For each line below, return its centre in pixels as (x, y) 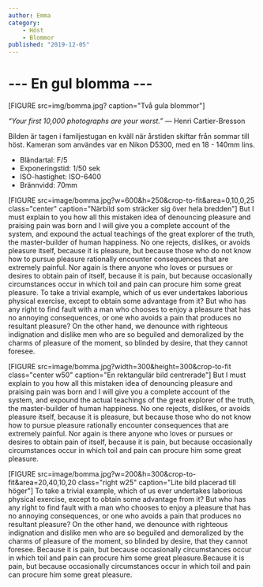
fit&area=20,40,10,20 (42, 483)
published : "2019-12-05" (49, 45)
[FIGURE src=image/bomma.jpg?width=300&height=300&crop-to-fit (120, 367)
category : (24, 23)
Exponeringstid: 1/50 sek (60, 168)
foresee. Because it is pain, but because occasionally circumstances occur (130, 550)
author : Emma (30, 15)
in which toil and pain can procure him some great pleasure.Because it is (126, 558)
